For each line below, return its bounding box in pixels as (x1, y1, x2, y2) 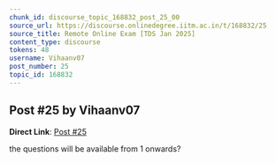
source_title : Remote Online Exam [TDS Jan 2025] (9, 29, 196, 38)
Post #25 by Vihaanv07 (9, 103, 141, 118)
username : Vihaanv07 (9, 54, 86, 63)
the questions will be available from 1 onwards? (9, 143, 181, 154)
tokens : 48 (9, 46, 50, 55)
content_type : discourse (9, 37, 101, 47)
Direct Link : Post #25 (9, 126, 87, 137)
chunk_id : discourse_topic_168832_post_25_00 (9, 12, 180, 22)
